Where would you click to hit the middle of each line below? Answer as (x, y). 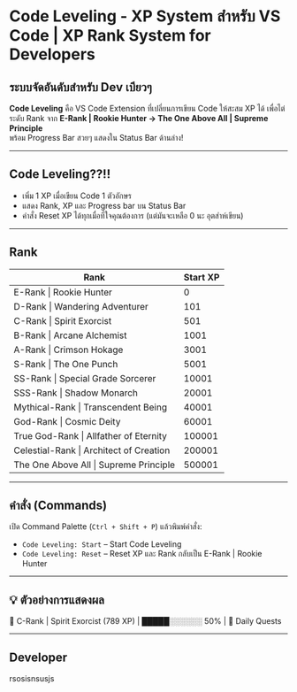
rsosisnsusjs (32, 679)
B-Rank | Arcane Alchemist (70, 335)
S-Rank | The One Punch (66, 364)
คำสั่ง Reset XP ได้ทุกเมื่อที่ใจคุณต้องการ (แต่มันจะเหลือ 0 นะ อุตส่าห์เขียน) (133, 215)
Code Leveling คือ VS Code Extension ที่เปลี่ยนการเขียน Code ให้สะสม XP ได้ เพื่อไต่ (147, 108)
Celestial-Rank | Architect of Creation (92, 450)
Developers (52, 54)
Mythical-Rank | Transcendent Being (91, 407)
